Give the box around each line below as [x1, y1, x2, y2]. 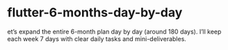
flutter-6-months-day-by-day [7, 5, 183, 21]
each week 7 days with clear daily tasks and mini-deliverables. [7, 34, 186, 42]
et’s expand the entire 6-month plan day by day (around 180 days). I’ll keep [7, 27, 222, 36]
